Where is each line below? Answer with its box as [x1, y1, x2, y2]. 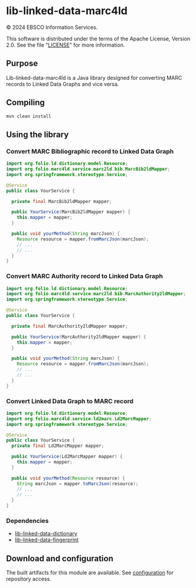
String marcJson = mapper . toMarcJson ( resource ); [17, 481, 139, 486]
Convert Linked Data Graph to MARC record [6, 397, 134, 405]
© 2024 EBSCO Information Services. [6, 24, 98, 31]
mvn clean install [6, 113, 51, 119]
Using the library [6, 129, 69, 139]
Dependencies [6, 517, 49, 525]
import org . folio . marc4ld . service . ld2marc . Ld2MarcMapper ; [6, 416, 152, 422]
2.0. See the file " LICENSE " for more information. [6, 41, 125, 48]
